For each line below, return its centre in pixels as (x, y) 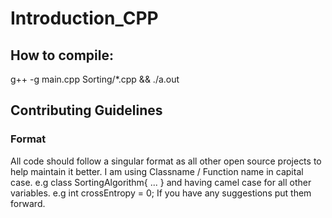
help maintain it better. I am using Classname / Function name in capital (157, 171)
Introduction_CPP (84, 18)
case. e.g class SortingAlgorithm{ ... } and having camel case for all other (161, 182)
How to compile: (62, 55)
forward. (28, 203)
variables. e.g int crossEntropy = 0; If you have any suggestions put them (161, 193)
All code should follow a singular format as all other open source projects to (166, 161)
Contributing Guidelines (86, 110)
